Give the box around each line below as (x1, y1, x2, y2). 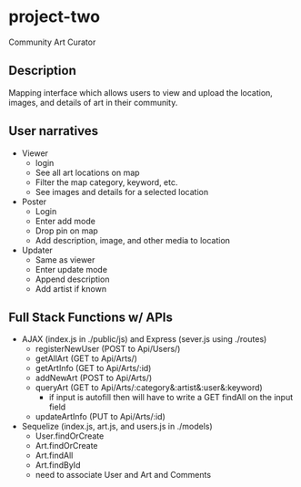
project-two (8, 6, 101, 27)
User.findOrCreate (35, 430, 105, 441)
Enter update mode (35, 264, 108, 275)
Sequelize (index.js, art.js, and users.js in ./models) (21, 421, 213, 432)
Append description (35, 274, 110, 285)
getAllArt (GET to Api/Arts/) (35, 353, 138, 364)
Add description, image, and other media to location (35, 234, 231, 245)
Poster (21, 196, 47, 207)
